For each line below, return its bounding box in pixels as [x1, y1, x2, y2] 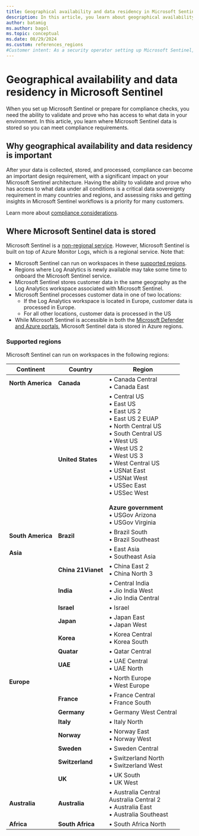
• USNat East [108, 466, 146, 474]
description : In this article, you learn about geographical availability [6, 14, 195, 20]
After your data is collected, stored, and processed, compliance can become [6, 166, 193, 173]
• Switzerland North [108, 754, 165, 762]
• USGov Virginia [108, 518, 156, 527]
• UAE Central [108, 656, 148, 665]
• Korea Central [108, 630, 152, 638]
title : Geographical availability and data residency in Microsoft [6, 8, 176, 15]
